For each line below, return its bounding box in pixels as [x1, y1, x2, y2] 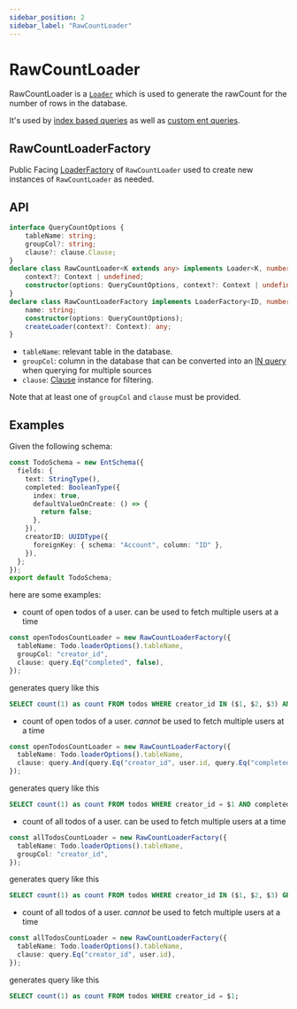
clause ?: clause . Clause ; [25, 247, 117, 257]
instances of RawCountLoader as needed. [9, 174, 155, 184]
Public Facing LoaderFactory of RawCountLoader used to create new [9, 165, 254, 176]
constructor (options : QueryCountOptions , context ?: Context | [25, 281, 259, 290]
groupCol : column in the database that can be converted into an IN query [21, 356, 287, 366]
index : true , [32, 491, 81, 500]
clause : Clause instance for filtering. [21, 374, 154, 386]
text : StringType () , [25, 474, 101, 483]
